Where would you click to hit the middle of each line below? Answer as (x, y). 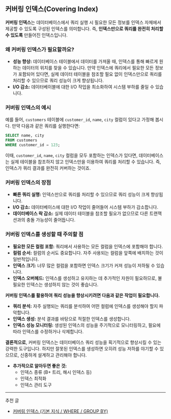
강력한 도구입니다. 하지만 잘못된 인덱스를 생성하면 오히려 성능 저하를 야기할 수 (82, 348)
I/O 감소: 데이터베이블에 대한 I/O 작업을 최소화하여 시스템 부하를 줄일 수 (83, 87)
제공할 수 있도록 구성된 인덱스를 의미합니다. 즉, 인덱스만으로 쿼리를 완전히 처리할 (84, 28)
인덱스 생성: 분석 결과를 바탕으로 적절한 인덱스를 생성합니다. (72, 318)
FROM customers (21, 140)
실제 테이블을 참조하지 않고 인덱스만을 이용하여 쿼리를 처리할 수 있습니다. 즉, (86, 162)
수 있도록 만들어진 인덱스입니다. (36, 35)
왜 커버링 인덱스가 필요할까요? (40, 49)
